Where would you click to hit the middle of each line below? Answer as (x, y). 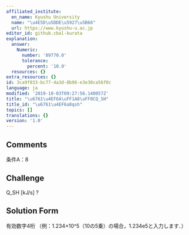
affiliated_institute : (34, 11)
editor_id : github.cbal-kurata (44, 33)
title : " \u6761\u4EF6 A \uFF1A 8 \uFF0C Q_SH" (58, 99)
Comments (27, 145)
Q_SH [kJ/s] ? (23, 192)
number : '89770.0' (44, 55)
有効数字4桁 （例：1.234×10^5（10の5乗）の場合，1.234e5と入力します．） (96, 226)
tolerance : (35, 61)
